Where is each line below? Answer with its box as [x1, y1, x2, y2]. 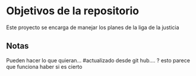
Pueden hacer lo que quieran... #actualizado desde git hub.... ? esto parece [6, 56, 190, 64]
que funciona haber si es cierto [6, 63, 83, 70]
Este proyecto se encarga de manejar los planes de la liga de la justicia [6, 24, 179, 31]
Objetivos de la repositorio [6, 4, 140, 18]
